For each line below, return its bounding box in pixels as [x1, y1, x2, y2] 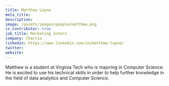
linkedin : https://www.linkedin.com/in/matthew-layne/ [5, 41, 124, 46]
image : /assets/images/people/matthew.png [5, 21, 97, 27]
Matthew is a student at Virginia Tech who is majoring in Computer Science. [5, 64, 164, 70]
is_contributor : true [5, 26, 51, 32]
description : [5, 17, 33, 22]
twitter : [5, 45, 24, 50]
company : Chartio [5, 36, 42, 41]
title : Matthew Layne [5, 7, 51, 13]
